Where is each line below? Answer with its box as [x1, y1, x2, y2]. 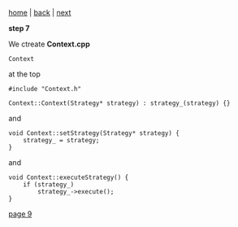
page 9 [8, 209, 32, 219]
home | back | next [8, 8, 71, 17]
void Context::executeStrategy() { [8, 173, 129, 181]
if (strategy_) [23, 181, 75, 189]
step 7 [8, 24, 30, 33]
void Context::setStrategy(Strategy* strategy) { [8, 129, 180, 138]
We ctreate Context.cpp [8, 39, 91, 49]
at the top [8, 69, 41, 79]
